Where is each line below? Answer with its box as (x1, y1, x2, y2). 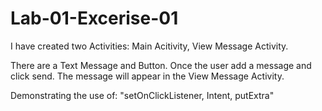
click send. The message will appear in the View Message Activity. (10, 70, 285, 82)
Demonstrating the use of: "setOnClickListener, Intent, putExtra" (10, 89, 275, 101)
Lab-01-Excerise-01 (10, 7, 179, 30)
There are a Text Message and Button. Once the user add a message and (10, 59, 312, 71)
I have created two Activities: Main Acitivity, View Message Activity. (10, 40, 289, 52)
